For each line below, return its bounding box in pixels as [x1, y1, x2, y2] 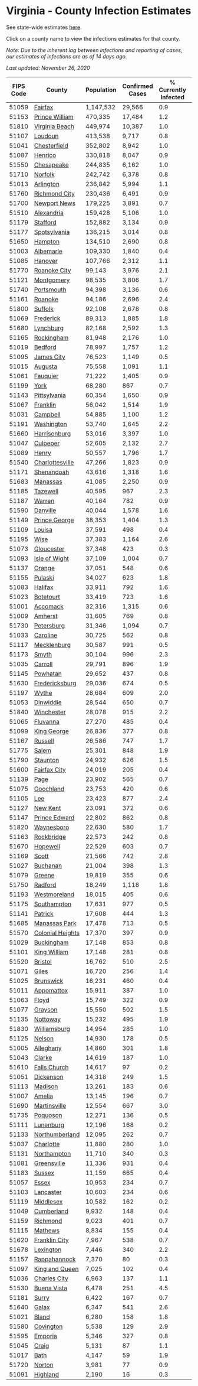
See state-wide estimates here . [6, 24, 82, 31]
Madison [34, 1082, 58, 1091]
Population [85, 86, 117, 94]
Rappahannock [34, 1255, 76, 1263]
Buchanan [34, 861, 62, 870]
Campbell [34, 410, 61, 418]
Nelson [34, 1034, 54, 1042]
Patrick [34, 909, 54, 918]
